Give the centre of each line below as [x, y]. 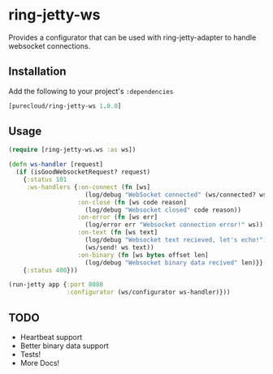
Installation [37, 72]
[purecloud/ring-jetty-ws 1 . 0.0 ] [65, 106]
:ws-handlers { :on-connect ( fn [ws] [89, 187]
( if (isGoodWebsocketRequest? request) [83, 172]
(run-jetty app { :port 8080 [56, 285]
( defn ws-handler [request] [56, 165]
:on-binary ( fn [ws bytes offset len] [143, 255]
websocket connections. [50, 45]
